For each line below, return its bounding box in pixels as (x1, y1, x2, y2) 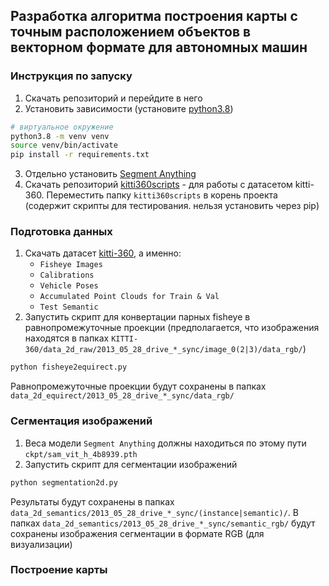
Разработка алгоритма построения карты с (10, 8, 298, 25)
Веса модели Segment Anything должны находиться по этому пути (24, 437, 307, 449)
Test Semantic (39, 302, 99, 313)
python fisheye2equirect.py (10, 362, 128, 373)
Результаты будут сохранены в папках (10, 495, 175, 508)
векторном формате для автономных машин (10, 39, 308, 56)
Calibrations (39, 270, 95, 281)
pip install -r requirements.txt (10, 150, 150, 160)
